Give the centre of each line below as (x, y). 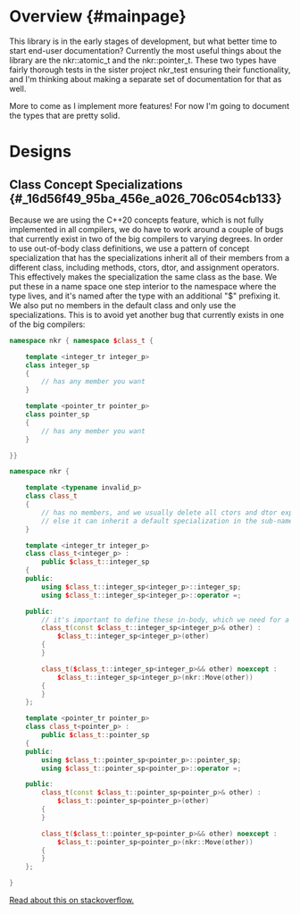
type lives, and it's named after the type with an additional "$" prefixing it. (145, 296)
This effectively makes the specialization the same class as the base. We (143, 277)
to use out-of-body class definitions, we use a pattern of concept (129, 248)
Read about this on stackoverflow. (72, 901)
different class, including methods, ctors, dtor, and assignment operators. (144, 267)
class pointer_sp (58, 415)
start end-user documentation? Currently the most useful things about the (146, 50)
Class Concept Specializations (96, 184)
